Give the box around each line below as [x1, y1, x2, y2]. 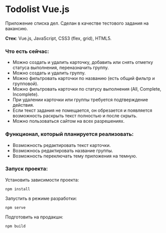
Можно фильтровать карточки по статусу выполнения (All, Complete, [12, 86, 161, 92]
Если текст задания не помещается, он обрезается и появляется [12, 107, 152, 114]
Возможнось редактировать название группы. [12, 147, 113, 153]
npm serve [5, 205, 26, 210]
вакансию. [5, 25, 28, 31]
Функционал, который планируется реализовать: [5, 131, 134, 138]
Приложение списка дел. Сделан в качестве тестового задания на [5, 20, 149, 26]
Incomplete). [12, 92, 39, 98]
